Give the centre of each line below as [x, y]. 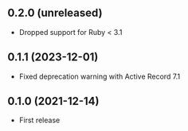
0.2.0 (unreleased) [55, 13]
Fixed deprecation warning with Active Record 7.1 [100, 76]
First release [39, 120]
